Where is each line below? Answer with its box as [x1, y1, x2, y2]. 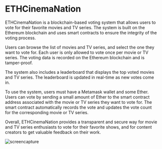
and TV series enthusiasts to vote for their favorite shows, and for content [5, 124, 152, 130]
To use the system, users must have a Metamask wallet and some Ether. [5, 89, 149, 95]
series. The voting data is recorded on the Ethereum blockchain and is [5, 54, 145, 60]
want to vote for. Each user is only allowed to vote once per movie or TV [5, 50, 148, 55]
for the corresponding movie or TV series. [5, 109, 88, 115]
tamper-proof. [5, 60, 33, 66]
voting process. [5, 35, 36, 41]
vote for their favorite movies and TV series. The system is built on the [5, 24, 145, 30]
